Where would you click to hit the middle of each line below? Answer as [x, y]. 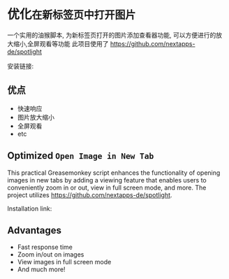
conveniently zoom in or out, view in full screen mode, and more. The [107, 187]
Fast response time [45, 247]
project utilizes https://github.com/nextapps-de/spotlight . [90, 195]
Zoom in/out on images [51, 255]
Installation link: [30, 208]
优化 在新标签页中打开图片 [72, 14]
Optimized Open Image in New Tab [81, 156]
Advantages [34, 230]
